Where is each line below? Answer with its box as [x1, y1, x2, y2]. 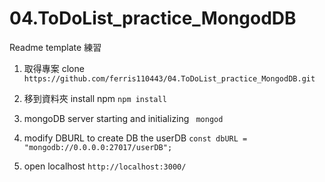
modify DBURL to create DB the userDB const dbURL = [23, 132, 248, 144]
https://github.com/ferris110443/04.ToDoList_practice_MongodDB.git [23, 73, 316, 84]
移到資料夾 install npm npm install [23, 92, 167, 104]
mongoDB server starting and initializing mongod [23, 112, 224, 124]
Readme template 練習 [9, 41, 102, 53]
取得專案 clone [23, 62, 85, 74]
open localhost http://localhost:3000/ [23, 160, 187, 172]
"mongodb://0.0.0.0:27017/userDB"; [23, 142, 173, 152]
